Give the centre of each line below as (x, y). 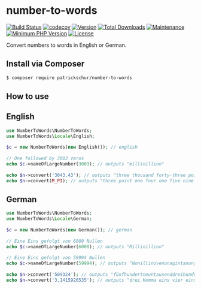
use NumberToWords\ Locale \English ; (51, 136)
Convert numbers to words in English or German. (66, 45)
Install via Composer (45, 64)
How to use (28, 97)
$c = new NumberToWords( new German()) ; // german (69, 230)
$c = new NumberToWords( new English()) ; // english (72, 147)
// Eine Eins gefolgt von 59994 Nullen (56, 258)
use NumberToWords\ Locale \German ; (49, 219)
